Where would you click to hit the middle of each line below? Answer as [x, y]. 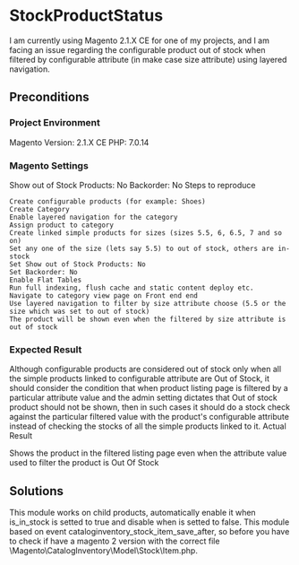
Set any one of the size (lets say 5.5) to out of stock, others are [142, 248]
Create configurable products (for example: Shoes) [107, 201]
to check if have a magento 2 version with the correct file [115, 541]
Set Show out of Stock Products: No [77, 264]
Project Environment [55, 123]
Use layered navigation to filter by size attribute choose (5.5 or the [148, 303]
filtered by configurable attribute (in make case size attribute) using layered [148, 59]
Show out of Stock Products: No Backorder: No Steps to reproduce [133, 185]
